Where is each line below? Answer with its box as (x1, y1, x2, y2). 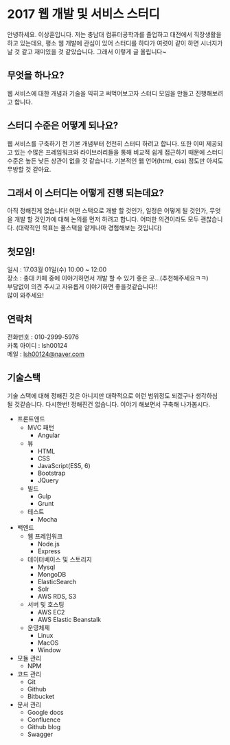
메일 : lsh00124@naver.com (7, 350, 84, 358)
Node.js (37, 540, 60, 548)
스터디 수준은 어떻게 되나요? (7, 120, 119, 131)
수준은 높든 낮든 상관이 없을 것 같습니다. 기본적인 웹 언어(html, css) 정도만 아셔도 (7, 156, 224, 165)
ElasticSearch (37, 577, 77, 586)
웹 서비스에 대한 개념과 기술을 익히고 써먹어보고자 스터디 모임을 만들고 (7, 89, 194, 97)
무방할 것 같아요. (7, 165, 51, 173)
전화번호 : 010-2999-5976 (7, 333, 79, 341)
